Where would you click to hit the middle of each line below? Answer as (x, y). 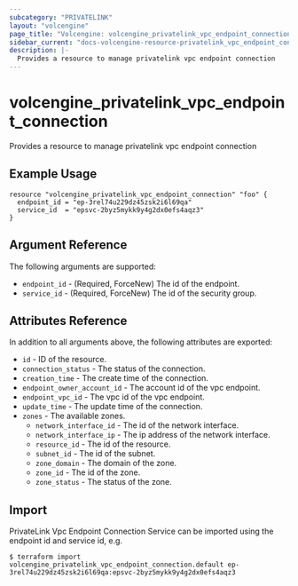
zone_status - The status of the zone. (104, 482)
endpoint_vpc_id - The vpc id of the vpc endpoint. (114, 397)
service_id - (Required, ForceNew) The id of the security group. (139, 293)
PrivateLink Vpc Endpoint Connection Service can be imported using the (141, 531)
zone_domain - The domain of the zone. (106, 463)
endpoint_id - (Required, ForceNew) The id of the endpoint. (131, 283)
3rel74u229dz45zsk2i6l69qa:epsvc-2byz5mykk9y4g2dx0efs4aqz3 (123, 573)
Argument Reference (68, 245)
